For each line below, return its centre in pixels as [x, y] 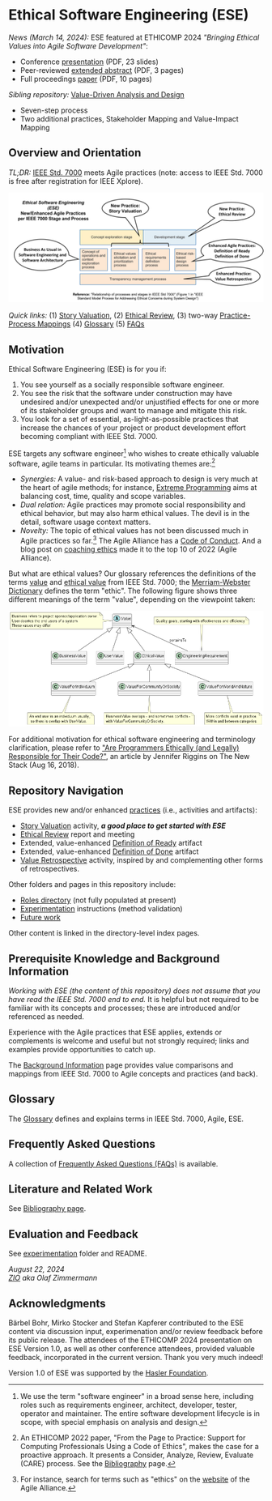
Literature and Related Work [81, 1189]
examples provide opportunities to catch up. [82, 1049]
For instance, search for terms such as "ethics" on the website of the [135, 1479]
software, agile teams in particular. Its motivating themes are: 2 [112, 463]
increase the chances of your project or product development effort [133, 428]
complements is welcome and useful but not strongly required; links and [129, 1040]
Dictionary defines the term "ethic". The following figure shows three [123, 591]
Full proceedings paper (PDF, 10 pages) [86, 79]
